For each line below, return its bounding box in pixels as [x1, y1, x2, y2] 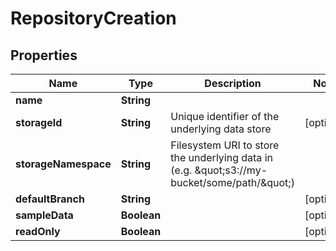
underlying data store [170, 122, 272, 136]
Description [204, 77, 262, 90]
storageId [15, 116, 63, 129]
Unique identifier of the [170, 110, 280, 123]
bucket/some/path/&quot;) [170, 176, 295, 189]
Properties [10, 47, 78, 64]
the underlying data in [170, 151, 273, 164]
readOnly [15, 225, 61, 238]
